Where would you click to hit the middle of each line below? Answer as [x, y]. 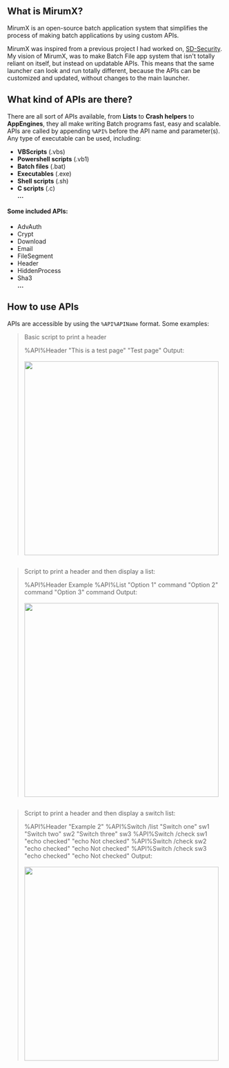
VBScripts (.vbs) [41, 152]
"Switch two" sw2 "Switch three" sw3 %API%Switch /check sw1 [116, 834]
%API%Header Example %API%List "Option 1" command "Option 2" [121, 585]
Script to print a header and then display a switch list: [100, 814]
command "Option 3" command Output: [81, 592]
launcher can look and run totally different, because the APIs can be [104, 70]
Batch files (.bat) [41, 166]
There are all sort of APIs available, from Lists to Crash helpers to [101, 116]
